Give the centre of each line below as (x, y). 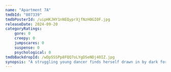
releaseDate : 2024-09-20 (32, 24)
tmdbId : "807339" (24, 15)
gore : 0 (22, 33)
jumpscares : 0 (29, 43)
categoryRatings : (24, 29)
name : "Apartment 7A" (28, 10)
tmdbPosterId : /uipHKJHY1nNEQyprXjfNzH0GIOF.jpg (58, 19)
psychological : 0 (33, 52)
